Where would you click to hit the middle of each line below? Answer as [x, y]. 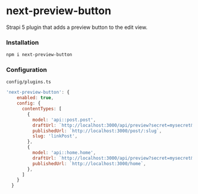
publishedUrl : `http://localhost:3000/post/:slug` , [97, 131]
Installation [23, 42]
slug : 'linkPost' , [55, 136]
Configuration [27, 70]
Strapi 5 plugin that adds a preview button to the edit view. [77, 27]
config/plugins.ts [29, 82]
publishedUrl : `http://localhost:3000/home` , [89, 163]
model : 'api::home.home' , [64, 153]
